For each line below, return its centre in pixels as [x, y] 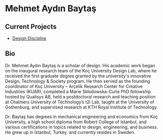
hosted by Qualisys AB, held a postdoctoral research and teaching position [80, 96]
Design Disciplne [29, 38]
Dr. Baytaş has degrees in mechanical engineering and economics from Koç [81, 117]
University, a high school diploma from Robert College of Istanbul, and [76, 122]
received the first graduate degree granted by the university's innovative [78, 76]
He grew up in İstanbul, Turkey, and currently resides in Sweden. [70, 132]
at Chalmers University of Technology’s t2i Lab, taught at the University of [80, 102]
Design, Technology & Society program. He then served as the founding [78, 81]
